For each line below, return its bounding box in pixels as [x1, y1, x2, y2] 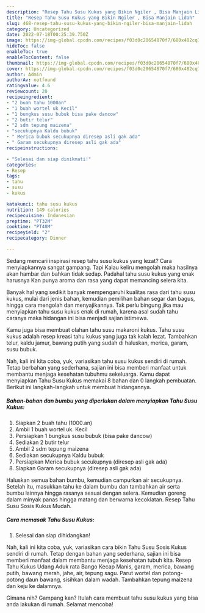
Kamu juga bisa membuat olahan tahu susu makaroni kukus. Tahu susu [6, 326, 185, 333]
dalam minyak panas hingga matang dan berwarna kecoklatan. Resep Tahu [6, 495, 195, 503]
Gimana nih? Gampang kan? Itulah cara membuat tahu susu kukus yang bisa [6, 594, 198, 601]
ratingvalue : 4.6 [6, 83, 51, 89]
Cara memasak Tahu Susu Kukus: [6, 516, 95, 523]
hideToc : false [6, 43, 45, 49]
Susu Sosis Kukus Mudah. [6, 502, 72, 509]
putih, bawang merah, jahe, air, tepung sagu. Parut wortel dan [6, 569, 162, 576]
